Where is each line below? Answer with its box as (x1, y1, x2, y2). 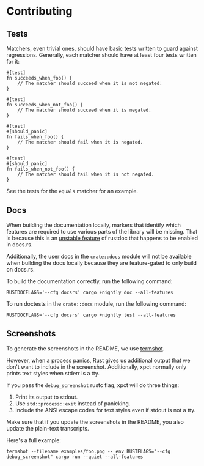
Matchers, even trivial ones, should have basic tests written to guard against (6, 45, 199, 52)
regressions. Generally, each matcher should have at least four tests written (6, 51, 197, 59)
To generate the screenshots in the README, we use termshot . (6, 344, 165, 352)
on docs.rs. (6, 265, 35, 273)
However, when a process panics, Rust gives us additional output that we (6, 357, 191, 364)
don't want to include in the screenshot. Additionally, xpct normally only (6, 363, 187, 371)
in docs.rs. (6, 240, 33, 248)
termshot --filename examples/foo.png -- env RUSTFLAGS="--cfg (6, 448, 171, 454)
